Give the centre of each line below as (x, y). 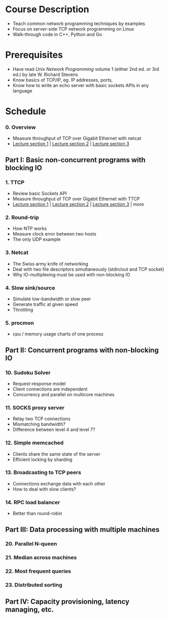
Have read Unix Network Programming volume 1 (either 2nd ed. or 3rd (86, 69)
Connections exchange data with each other (59, 483)
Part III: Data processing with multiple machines (82, 530)
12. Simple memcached (35, 443)
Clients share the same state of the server (56, 454)
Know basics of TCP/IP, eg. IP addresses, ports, (63, 80)
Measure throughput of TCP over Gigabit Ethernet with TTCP (76, 199)
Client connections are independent (50, 389)
